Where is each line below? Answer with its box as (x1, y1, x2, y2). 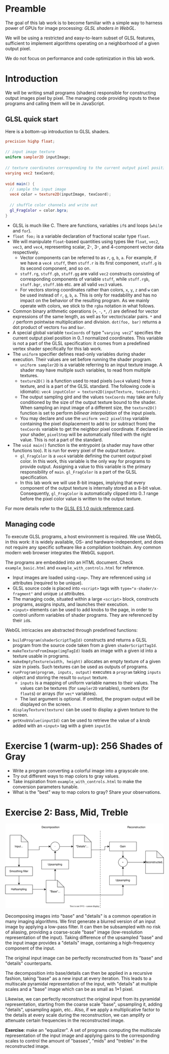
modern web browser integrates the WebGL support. (5, 549, 115, 555)
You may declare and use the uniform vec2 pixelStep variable (20, 415, 149, 421)
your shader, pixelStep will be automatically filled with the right (20, 431, 151, 437)
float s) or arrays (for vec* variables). (20, 690, 97, 696)
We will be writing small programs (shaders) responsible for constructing (5, 89, 156, 96)
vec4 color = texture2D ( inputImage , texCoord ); (10, 192, 112, 197)
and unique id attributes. (34, 591, 86, 597)
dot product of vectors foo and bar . (12, 324, 86, 330)
